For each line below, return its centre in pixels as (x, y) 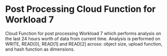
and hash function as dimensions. (40, 49)
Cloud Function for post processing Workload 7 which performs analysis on (83, 33)
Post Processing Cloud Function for (80, 9)
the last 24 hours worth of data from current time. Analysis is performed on (83, 39)
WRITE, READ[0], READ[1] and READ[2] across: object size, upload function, (84, 44)
